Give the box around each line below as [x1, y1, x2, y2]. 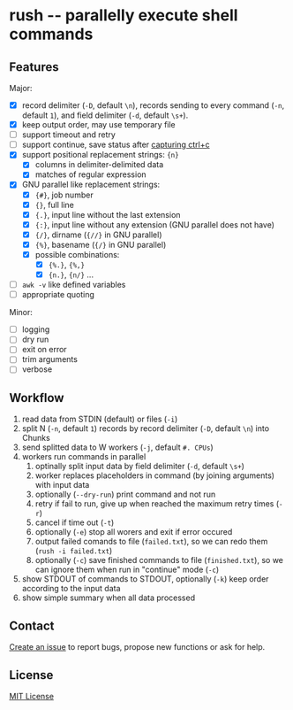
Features [9, 59, 59, 74]
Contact [9, 618, 55, 633]
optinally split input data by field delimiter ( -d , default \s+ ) [34, 461, 245, 472]
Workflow [9, 390, 64, 405]
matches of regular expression [34, 169, 147, 180]
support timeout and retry [21, 129, 116, 140]
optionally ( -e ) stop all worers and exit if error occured [34, 527, 233, 537]
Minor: [9, 307, 34, 318]
